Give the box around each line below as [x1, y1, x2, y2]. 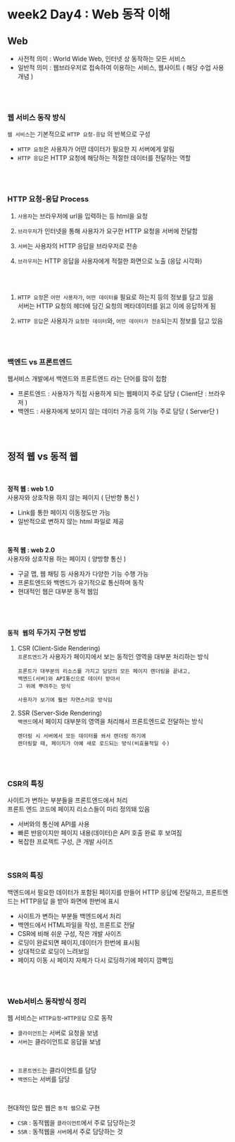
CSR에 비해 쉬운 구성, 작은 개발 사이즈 [17, 929, 122, 938]
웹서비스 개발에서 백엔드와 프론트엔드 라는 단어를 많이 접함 [7, 374, 167, 383]
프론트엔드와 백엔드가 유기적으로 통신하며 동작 [17, 578, 144, 587]
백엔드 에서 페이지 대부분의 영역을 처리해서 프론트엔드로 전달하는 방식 [17, 717, 203, 725]
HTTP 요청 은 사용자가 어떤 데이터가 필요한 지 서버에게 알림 [17, 145, 174, 154]
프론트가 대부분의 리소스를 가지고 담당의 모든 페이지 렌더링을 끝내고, [17, 668, 191, 675]
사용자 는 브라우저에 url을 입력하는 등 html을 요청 [17, 211, 148, 220]
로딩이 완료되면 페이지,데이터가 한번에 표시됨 [17, 938, 141, 947]
